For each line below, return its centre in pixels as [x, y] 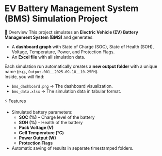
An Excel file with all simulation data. [48, 57]
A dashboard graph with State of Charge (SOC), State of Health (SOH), [83, 47]
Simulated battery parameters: [42, 112]
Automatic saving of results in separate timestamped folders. [73, 148]
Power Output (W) [37, 138]
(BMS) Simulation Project [56, 19]
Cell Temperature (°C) [41, 133]
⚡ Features [15, 101]
